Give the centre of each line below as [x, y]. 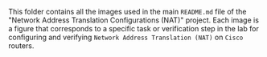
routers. [21, 46]
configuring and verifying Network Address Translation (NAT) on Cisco [126, 37]
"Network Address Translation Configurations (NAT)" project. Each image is [134, 20]
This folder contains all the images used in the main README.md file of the [127, 12]
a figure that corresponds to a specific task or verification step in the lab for [133, 28]
